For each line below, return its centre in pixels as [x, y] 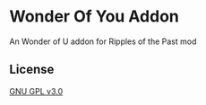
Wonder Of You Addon [94, 17]
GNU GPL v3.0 [36, 91]
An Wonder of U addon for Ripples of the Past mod [103, 41]
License [32, 70]
